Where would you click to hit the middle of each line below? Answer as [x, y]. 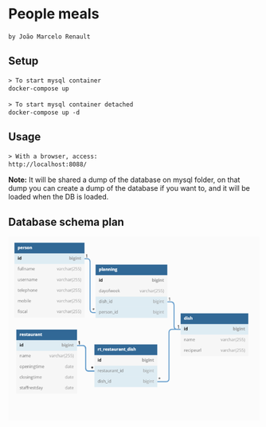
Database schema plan [66, 221]
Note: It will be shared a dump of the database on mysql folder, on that [124, 180]
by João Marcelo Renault [49, 37]
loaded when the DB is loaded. [59, 197]
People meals [54, 14]
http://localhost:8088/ [48, 164]
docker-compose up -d [44, 113]
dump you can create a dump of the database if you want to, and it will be [129, 188]
